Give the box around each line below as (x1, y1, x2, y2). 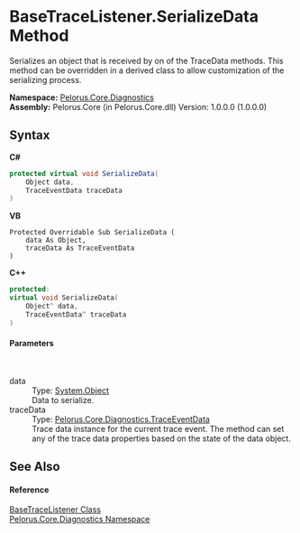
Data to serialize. (32, 394, 95, 405)
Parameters (9, 338, 54, 349)
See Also (9, 459, 60, 474)
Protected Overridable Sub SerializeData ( (9, 228, 176, 237)
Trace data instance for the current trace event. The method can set (32, 423, 285, 434)
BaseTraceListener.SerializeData (9, 6, 259, 27)
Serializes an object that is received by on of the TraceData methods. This (9, 55, 284, 66)
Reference (9, 484, 50, 495)
